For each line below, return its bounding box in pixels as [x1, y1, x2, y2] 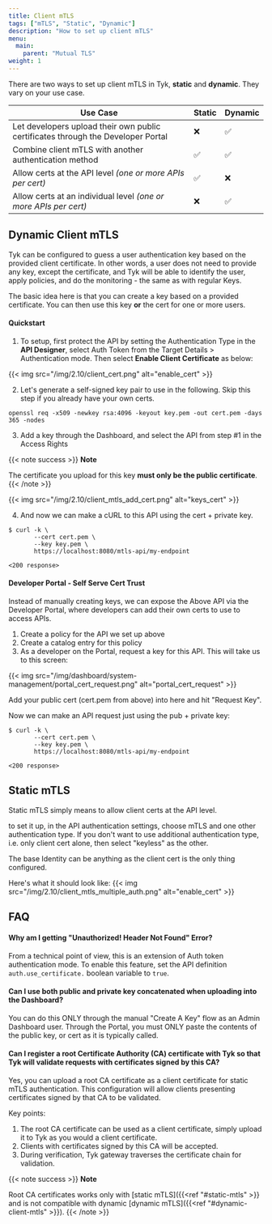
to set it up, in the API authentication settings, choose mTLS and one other [8, 821, 257, 831]
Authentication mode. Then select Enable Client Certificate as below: [19, 353, 253, 363]
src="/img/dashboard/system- [35, 671, 138, 681]
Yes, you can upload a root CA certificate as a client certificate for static [8, 1075, 249, 1085]
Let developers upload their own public [12, 121, 161, 132]
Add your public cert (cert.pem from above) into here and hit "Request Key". [8, 695, 261, 705]
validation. [19, 1158, 55, 1168]
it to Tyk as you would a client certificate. [19, 1133, 158, 1142]
